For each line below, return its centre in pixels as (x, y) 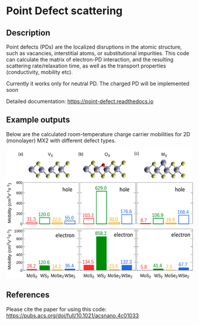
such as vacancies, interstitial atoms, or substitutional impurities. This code (98, 53)
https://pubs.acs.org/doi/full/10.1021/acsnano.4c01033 (73, 316)
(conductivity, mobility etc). (39, 72)
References (28, 295)
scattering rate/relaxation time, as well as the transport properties (86, 66)
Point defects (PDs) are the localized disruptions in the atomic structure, (94, 47)
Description (28, 33)
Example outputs (38, 120)
